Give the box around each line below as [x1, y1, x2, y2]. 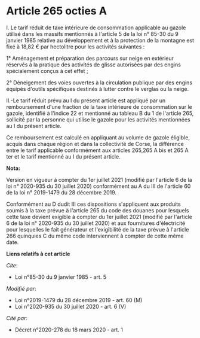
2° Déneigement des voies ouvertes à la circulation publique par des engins [6, 79, 193, 86]
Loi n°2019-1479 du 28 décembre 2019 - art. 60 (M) [14, 296, 143, 303]
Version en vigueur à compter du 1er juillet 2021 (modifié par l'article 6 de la [6, 176, 192, 183]
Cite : [6, 261, 18, 269]
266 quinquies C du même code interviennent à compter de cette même [6, 232, 184, 239]
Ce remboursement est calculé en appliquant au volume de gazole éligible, [6, 133, 190, 141]
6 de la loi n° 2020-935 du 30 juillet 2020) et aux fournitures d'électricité [6, 220, 186, 227]
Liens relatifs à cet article [6, 250, 70, 257]
